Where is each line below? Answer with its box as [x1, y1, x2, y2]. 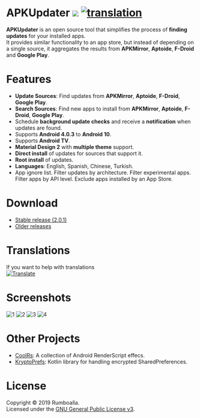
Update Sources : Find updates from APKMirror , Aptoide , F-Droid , [14, 92, 180, 99]
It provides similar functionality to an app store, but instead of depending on [6, 38, 194, 46]
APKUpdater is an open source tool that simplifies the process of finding [6, 26, 187, 33]
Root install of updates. [14, 156, 74, 163]
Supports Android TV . [14, 137, 70, 144]
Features [6, 73, 52, 86]
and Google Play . [6, 51, 49, 58]
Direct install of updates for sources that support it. [14, 150, 143, 157]
